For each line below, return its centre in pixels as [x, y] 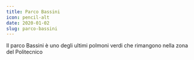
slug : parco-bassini [32, 28]
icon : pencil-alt [28, 17]
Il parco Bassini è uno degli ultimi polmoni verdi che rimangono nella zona [97, 46]
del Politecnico [25, 52]
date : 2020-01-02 [28, 23]
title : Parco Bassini [33, 12]
